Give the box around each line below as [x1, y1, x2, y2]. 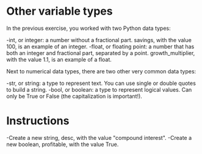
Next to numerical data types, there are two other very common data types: [6, 67, 197, 75]
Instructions [6, 114, 70, 128]
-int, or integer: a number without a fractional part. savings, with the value [6, 36, 192, 43]
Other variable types [6, 4, 113, 18]
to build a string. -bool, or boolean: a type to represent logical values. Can [6, 86, 192, 93]
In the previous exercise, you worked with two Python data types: [6, 24, 171, 32]
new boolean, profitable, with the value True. [6, 141, 119, 148]
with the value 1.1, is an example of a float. [6, 56, 112, 63]
